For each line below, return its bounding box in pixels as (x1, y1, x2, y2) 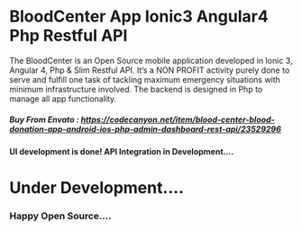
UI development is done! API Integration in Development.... (9, 146, 234, 156)
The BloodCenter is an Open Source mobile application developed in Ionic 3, (9, 55, 293, 66)
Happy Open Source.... (9, 209, 112, 222)
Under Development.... (9, 178, 185, 199)
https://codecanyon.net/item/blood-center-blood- (80, 114, 275, 125)
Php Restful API (9, 25, 128, 46)
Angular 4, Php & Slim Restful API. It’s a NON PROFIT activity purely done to (9, 65, 290, 76)
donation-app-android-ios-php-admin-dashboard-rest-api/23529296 (9, 123, 282, 134)
